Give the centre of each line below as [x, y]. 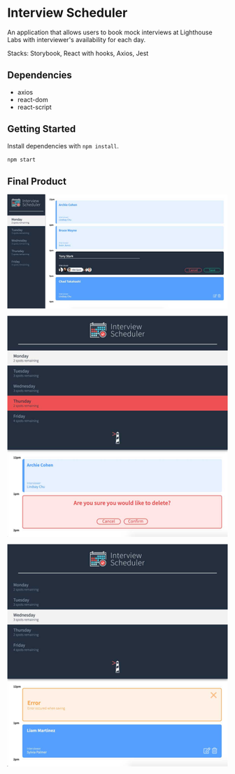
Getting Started [42, 129]
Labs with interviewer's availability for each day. [77, 39]
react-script [35, 107]
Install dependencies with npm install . [63, 146]
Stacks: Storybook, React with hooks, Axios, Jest [78, 53]
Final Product [37, 181]
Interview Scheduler [67, 13]
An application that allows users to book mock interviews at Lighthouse [110, 32]
